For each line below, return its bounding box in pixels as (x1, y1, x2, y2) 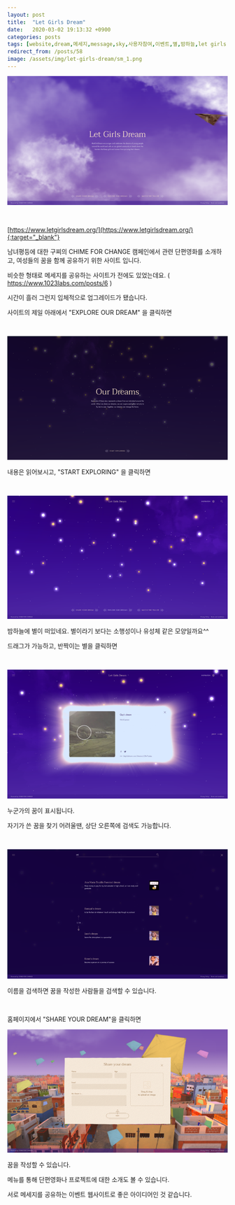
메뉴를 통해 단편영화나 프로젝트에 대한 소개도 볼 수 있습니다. (7, 1175, 170, 1183)
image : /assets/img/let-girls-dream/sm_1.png (7, 56, 142, 63)
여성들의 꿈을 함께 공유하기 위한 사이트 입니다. (16, 256, 142, 265)
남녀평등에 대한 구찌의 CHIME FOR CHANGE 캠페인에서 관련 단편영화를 (7, 248, 204, 256)
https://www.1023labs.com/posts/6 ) (7, 279, 113, 287)
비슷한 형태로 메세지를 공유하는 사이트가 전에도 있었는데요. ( (7, 271, 170, 280)
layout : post (7, 11, 45, 18)
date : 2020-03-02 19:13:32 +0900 (7, 26, 111, 33)
